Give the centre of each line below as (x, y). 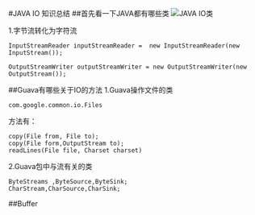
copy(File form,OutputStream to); (67, 143)
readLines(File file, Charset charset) (75, 151)
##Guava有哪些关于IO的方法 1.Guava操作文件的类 (91, 90)
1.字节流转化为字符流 (43, 31)
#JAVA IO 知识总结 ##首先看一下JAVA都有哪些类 (89, 13)
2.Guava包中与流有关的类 (50, 166)
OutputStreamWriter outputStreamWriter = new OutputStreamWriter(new (128, 67)
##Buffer (23, 204)
